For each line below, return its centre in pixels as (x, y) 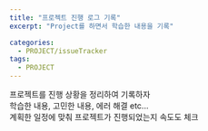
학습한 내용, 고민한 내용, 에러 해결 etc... (79, 106)
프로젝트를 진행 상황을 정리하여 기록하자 (80, 94)
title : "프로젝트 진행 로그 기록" (65, 18)
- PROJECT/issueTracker (62, 51)
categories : (32, 42)
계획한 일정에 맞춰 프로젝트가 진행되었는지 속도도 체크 (104, 117)
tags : (20, 60)
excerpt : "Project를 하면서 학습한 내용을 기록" (92, 26)
